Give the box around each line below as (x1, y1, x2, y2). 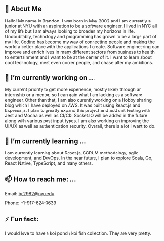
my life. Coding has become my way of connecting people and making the (5, 39, 155, 44)
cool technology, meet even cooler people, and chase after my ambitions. (5, 59, 153, 65)
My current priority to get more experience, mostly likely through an (5, 87, 142, 92)
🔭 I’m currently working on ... (5, 74, 95, 82)
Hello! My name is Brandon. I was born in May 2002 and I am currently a (5, 18, 151, 23)
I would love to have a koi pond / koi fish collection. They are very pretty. (5, 230, 152, 236)
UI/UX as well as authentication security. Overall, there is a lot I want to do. (5, 123, 156, 129)
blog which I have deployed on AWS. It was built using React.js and (5, 102, 141, 108)
